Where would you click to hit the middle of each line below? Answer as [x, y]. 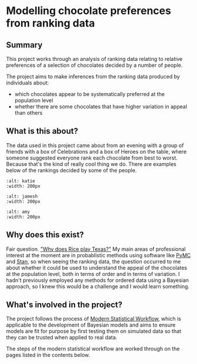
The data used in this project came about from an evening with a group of [95, 145]
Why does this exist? [45, 235]
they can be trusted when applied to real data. [62, 338]
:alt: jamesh [22, 196]
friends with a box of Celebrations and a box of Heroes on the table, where [96, 151]
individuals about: [28, 83]
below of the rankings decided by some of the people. [72, 170]
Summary [24, 45]
